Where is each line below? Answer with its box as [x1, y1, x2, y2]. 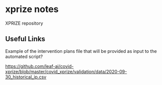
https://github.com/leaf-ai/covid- [5, 63, 74, 69]
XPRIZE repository [5, 20, 43, 26]
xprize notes [5, 4, 59, 15]
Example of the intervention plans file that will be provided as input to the [5, 48, 157, 54]
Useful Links [5, 35, 45, 43]
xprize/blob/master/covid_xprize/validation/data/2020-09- [5, 68, 127, 74]
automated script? [5, 53, 43, 59]
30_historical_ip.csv [5, 74, 46, 80]
